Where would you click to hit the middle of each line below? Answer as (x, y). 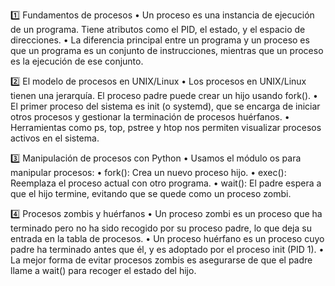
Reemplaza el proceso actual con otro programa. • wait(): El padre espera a (166, 183)
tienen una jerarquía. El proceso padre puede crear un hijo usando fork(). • (164, 95)
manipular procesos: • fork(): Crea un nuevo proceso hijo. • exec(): (148, 172)
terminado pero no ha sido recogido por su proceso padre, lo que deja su (161, 228)
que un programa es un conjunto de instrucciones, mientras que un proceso (167, 50)
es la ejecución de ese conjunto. (77, 61)
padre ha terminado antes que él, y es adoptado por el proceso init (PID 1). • (167, 249)
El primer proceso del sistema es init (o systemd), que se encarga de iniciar (165, 106)
